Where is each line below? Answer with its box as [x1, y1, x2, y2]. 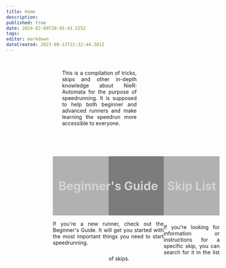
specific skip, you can [163, 242, 220, 249]
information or [163, 230, 220, 237]
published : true [6, 20, 46, 25]
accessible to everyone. [62, 120, 120, 127]
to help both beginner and [62, 101, 137, 108]
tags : [6, 31, 20, 37]
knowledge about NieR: [62, 82, 137, 89]
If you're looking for [163, 223, 220, 231]
